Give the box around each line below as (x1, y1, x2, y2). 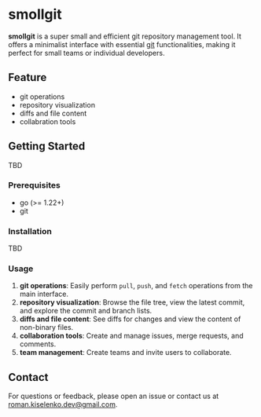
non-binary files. (19, 323, 74, 332)
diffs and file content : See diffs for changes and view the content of (19, 314, 241, 324)
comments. (19, 339, 57, 349)
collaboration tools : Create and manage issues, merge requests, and (19, 331, 244, 341)
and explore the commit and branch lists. (19, 306, 153, 316)
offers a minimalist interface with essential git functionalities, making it (8, 39, 236, 49)
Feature (8, 71, 47, 84)
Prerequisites (8, 180, 61, 191)
